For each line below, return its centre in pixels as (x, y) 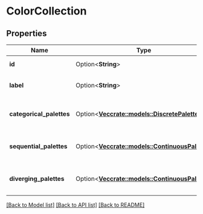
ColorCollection (47, 11)
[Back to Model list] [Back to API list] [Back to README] (76, 205)
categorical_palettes (40, 114)
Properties (27, 33)
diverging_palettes (37, 179)
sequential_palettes (38, 146)
